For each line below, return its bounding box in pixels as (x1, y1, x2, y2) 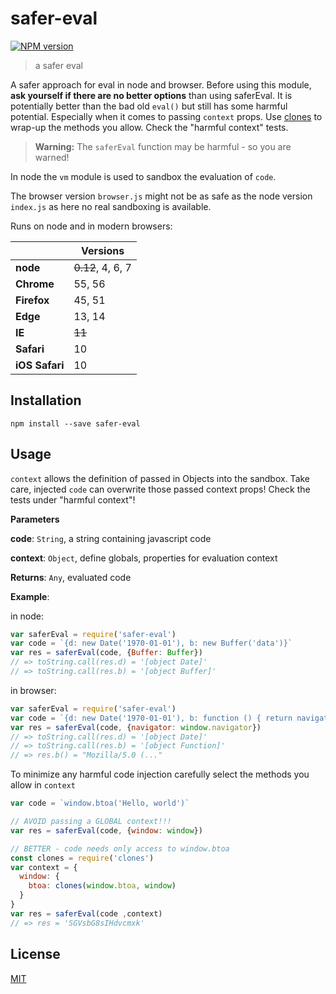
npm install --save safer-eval (10, 418, 141, 429)
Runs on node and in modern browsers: (10, 220, 173, 232)
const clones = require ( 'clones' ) (10, 853, 155, 863)
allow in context (10, 779, 76, 791)
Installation (10, 392, 82, 409)
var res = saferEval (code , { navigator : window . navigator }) (10, 722, 262, 732)
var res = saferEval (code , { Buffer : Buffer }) (10, 648, 203, 658)
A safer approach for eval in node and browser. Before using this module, (10, 78, 312, 91)
